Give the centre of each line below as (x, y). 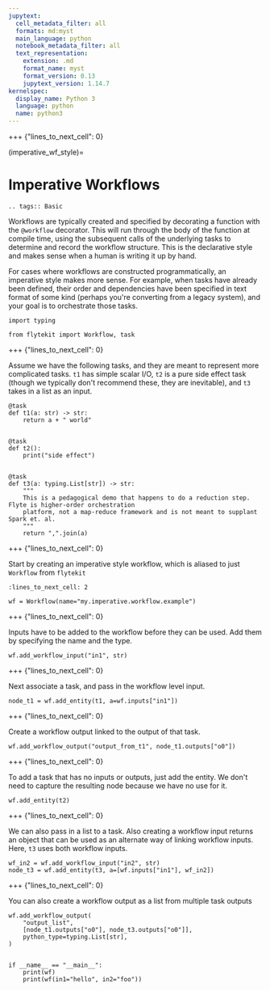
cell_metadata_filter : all (61, 23)
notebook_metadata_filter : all (68, 46)
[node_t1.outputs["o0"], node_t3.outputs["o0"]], (108, 930)
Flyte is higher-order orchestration (72, 505)
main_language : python (54, 38)
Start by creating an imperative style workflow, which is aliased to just (124, 563)
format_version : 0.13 (59, 76)
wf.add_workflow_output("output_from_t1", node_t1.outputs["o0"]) (122, 746)
